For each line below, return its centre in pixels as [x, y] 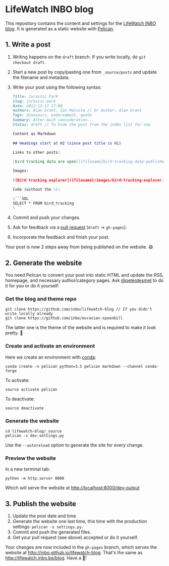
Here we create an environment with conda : [51, 357]
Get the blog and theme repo [41, 298]
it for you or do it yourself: [32, 286]
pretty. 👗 [14, 333]
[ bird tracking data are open [44, 162]
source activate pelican [31, 389]
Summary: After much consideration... [53, 120]
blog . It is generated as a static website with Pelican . [60, 28]
